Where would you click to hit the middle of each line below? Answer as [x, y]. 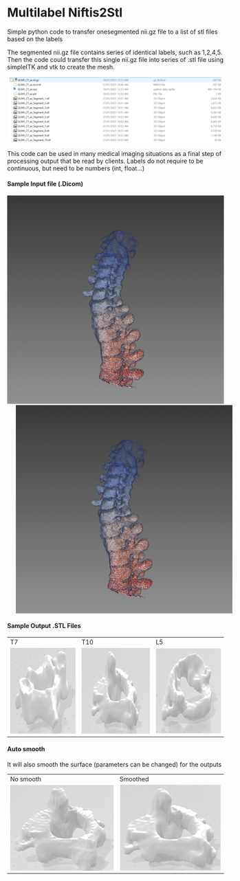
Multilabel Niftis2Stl [65, 13]
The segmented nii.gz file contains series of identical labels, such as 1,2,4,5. [115, 52]
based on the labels [35, 38]
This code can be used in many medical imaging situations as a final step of [114, 153]
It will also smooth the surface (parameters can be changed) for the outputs [114, 764]
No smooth [26, 779]
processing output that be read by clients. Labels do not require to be [105, 161]
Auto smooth [26, 749]
